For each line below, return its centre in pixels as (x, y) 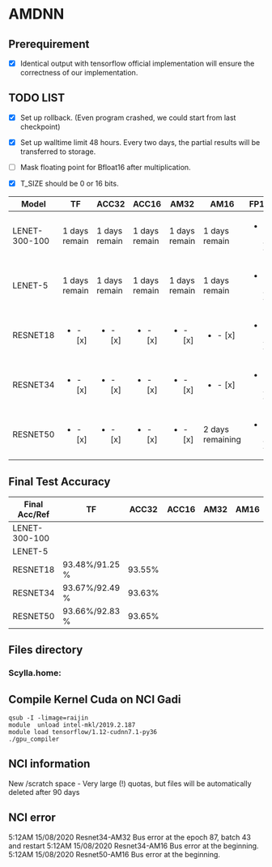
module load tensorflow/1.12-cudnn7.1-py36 (83, 732)
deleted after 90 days (44, 792)
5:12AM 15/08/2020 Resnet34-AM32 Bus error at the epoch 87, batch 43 (130, 837)
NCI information (49, 764)
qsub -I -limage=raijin (49, 718)
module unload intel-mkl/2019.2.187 (72, 725)
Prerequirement (49, 44)
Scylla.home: (35, 673)
